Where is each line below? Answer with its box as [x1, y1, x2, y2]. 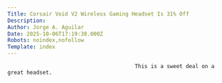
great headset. [7, 69, 53, 76]
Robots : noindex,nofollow [7, 37, 84, 44]
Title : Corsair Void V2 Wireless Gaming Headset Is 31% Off [7, 10, 190, 18]
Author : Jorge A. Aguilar [7, 23, 84, 31]
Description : [7, 17, 46, 24]
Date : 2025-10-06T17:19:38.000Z [7, 30, 103, 38]
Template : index [7, 43, 55, 50]
